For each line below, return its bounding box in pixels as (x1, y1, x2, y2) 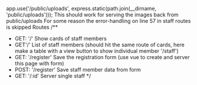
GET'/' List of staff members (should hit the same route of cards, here (14, 41, 185, 48)
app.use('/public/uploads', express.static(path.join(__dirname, (6, 5, 157, 12)
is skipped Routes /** (6, 23, 58, 30)
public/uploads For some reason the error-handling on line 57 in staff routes (6, 18, 191, 24)
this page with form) (14, 60, 64, 67)
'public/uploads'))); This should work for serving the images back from (6, 11, 179, 18)
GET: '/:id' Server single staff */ (14, 73, 91, 79)
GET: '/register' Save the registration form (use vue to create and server (14, 54, 190, 60)
